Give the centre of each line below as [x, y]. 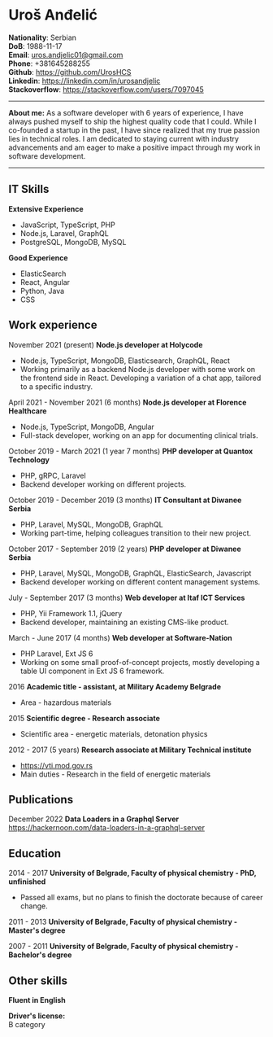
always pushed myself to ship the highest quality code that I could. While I [133, 121]
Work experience [53, 325]
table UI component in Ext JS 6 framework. [92, 671]
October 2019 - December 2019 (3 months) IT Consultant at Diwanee [125, 500]
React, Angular [45, 282]
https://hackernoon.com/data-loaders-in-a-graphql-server [107, 828]
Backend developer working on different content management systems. [140, 582]
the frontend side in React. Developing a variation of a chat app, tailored [141, 378]
